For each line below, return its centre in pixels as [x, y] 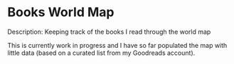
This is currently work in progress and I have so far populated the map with [117, 45]
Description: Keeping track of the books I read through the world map [109, 32]
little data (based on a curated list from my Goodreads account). [101, 53]
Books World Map [61, 12]
